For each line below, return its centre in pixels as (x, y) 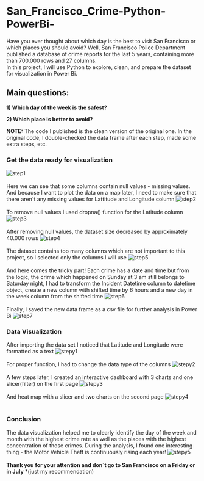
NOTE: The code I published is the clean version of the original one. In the (99, 131)
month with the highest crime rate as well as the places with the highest (96, 439)
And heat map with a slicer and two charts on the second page (85, 397)
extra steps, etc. (26, 144)
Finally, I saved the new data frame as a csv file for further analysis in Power (102, 309)
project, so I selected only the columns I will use (66, 258)
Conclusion (24, 419)
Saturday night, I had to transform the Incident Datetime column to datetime (101, 284)
